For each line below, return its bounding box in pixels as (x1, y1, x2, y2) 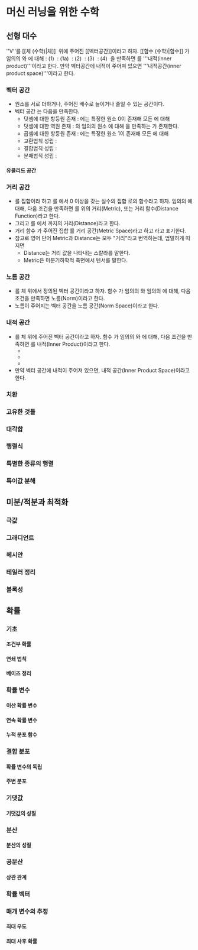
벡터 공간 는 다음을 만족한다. (14, 108, 80, 115)
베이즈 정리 (6, 670, 31, 677)
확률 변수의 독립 (6, 763, 43, 770)
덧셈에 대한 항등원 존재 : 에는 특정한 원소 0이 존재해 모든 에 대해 (23, 115, 170, 122)
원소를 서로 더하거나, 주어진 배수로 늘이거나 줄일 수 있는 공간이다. (14, 100, 164, 108)
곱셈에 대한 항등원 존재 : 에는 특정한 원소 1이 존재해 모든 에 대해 (23, 130, 169, 137)
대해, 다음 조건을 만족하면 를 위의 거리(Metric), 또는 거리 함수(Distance (14, 205, 178, 212)
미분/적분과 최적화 (6, 497, 69, 507)
